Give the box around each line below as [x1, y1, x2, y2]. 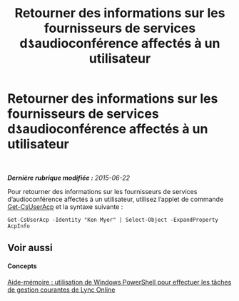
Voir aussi [7, 242, 53, 254]
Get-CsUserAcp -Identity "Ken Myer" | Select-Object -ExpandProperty [7, 216, 219, 223]
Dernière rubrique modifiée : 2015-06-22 [7, 173, 131, 182]
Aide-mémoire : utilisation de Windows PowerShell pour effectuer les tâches [7, 277, 232, 286]
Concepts [7, 262, 37, 270]
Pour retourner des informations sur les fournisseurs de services [7, 187, 198, 195]
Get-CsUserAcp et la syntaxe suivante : [7, 202, 123, 211]
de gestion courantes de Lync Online [7, 285, 116, 294]
